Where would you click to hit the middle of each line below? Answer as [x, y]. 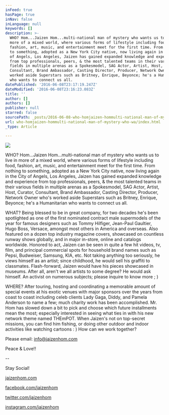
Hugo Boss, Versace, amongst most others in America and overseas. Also [82, 229]
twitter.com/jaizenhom [28, 397]
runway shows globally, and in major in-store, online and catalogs [73, 239]
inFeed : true [19, 10]
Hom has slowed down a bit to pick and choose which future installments [81, 307]
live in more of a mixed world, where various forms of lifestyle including [79, 160]
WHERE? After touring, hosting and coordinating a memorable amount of [80, 286]
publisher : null [22, 108]
